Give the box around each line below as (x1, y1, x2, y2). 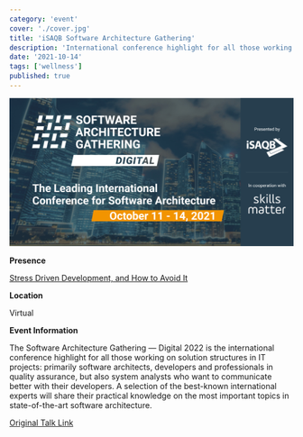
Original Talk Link (9, 417, 74, 428)
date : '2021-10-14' (9, 52, 83, 62)
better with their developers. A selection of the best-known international (9, 381, 277, 392)
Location (9, 290, 43, 301)
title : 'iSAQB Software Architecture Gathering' (9, 33, 196, 42)
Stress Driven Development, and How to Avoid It (9, 273, 188, 284)
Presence (9, 255, 47, 266)
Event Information (9, 325, 78, 336)
